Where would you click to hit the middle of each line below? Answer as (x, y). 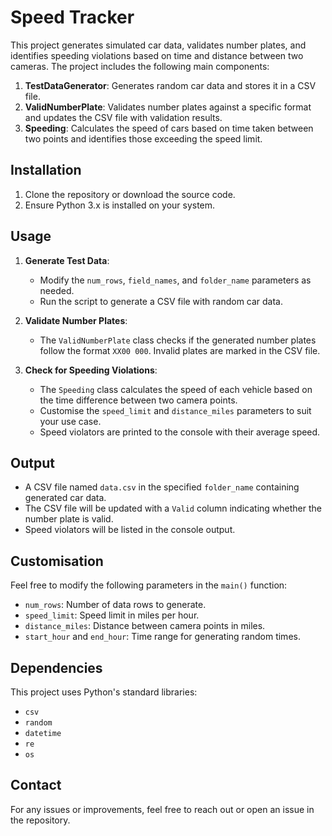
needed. (57, 290)
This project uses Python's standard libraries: (104, 692)
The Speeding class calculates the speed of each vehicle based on (176, 389)
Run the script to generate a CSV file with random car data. (161, 301)
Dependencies (56, 667)
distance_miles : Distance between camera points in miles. (145, 626)
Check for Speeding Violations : (91, 370)
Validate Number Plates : (76, 320)
